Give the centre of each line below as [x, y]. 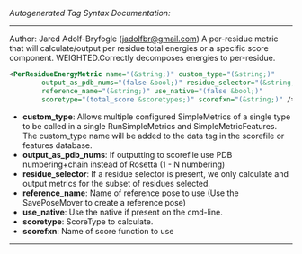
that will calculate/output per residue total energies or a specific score [139, 48]
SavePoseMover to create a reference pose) [104, 202]
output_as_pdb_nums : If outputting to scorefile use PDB [127, 154]
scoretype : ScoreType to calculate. [88, 221]
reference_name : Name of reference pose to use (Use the [131, 193]
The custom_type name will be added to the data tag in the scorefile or [153, 136]
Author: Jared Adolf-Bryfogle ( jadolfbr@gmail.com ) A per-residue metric [144, 39]
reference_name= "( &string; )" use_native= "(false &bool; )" [152, 91]
